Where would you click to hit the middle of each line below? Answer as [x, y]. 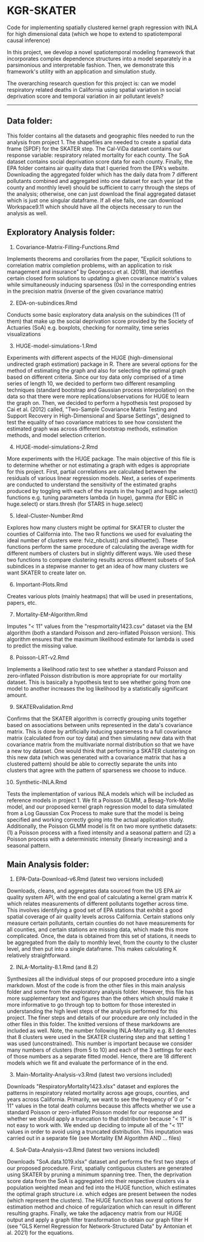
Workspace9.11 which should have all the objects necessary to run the [94, 207]
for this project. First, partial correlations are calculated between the [92, 471]
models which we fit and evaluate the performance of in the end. [87, 1063]
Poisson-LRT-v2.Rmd [42, 657]
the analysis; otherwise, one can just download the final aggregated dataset [101, 194]
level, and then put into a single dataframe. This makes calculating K [92, 949]
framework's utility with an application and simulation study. [82, 71]
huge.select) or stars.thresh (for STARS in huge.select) [75, 504]
